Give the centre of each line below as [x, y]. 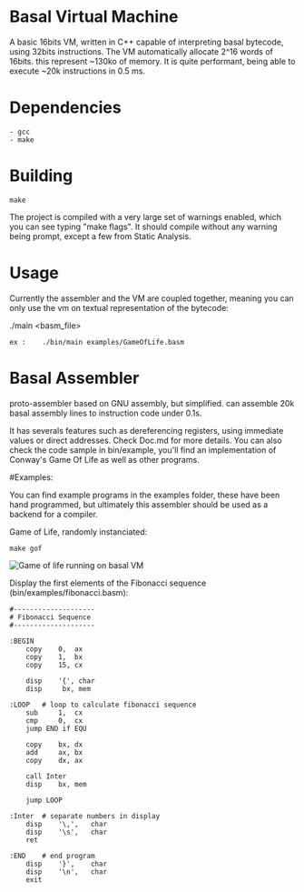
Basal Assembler [74, 378]
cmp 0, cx [54, 720]
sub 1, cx [54, 712]
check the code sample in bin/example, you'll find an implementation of [143, 450]
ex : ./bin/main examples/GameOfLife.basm [97, 342]
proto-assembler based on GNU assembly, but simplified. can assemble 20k [152, 403]
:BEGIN [22, 641]
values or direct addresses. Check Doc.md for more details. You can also [146, 440]
